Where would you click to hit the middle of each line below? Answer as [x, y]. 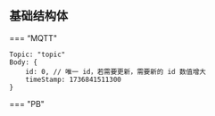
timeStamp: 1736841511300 [74, 79]
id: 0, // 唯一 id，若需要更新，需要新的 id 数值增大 [116, 71]
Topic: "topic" [37, 54]
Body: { [24, 62]
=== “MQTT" [33, 37]
